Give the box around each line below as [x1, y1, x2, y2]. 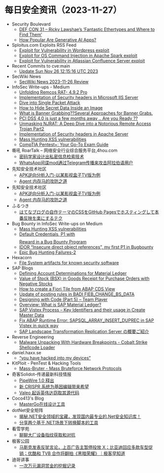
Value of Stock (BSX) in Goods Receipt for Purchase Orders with [19, 275, 150, 281]
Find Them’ [19, 32, 42, 37]
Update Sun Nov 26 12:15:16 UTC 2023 [19, 68, 98, 74]
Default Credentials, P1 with [19, 231, 75, 237]
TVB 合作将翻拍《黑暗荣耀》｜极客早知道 [42, 450, 126, 456]
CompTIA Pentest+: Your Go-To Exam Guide [19, 141, 109, 147]
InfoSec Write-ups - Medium [11, 84, 70, 90]
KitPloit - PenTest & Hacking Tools [11, 360, 81, 366]
